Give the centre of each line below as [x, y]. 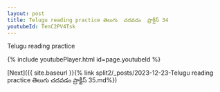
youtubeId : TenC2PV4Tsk [42, 26]
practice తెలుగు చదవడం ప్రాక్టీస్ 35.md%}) [62, 80]
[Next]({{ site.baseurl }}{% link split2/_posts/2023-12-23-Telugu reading [110, 73]
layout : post [26, 13]
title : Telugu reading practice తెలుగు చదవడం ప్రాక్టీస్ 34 [88, 20]
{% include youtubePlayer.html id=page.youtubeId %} [84, 59]
